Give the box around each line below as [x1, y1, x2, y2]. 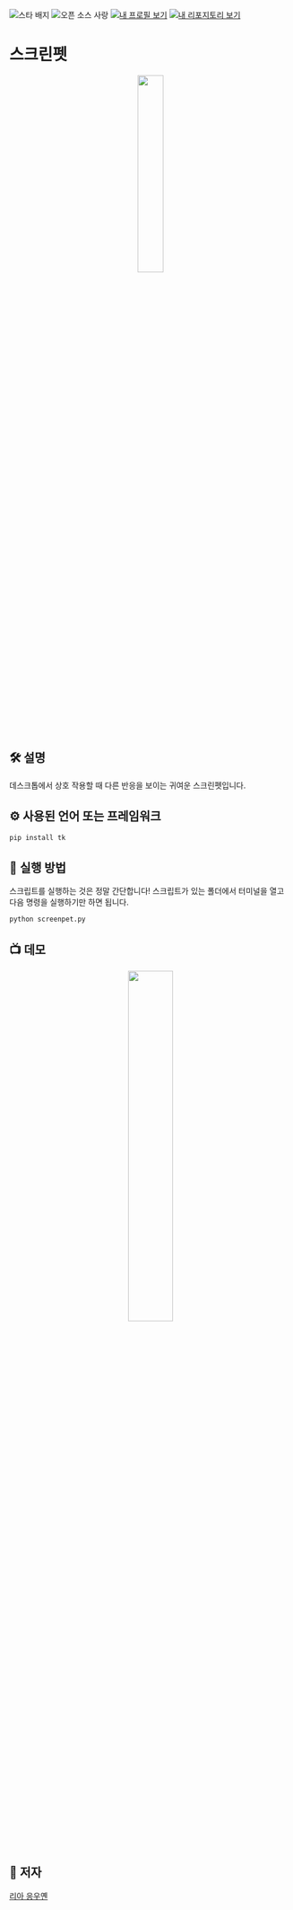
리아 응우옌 [9, 1890, 48, 1901]
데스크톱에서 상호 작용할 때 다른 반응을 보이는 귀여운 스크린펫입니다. [9, 780, 246, 791]
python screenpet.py [9, 915, 87, 924]
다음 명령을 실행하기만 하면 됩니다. [9, 897, 129, 907]
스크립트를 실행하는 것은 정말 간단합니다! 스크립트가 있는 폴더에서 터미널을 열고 [9, 886, 285, 897]
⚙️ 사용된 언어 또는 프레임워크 [9, 809, 161, 824]
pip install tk [9, 833, 66, 842]
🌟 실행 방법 [9, 860, 67, 875]
